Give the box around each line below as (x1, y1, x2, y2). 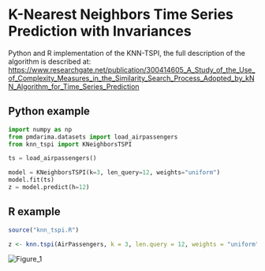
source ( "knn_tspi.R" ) (8, 226, 80, 234)
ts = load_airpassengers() (8, 154, 97, 162)
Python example (8, 105, 91, 118)
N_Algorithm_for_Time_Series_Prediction (8, 81, 140, 91)
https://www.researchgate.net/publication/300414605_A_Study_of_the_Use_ (8, 65, 256, 74)
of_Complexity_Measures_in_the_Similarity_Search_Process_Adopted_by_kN (8, 73, 255, 83)
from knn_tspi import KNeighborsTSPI (8, 140, 132, 148)
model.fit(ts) (8, 176, 55, 184)
